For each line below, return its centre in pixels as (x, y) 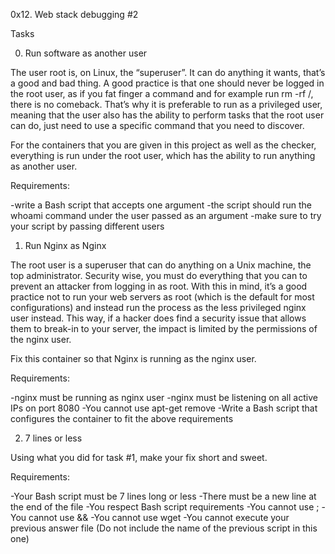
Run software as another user (86, 53)
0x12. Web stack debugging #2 (74, 14)
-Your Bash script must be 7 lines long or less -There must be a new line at (163, 496)
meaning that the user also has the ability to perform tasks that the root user (167, 115)
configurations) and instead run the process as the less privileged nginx (158, 307)
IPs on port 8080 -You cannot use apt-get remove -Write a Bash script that (164, 408)
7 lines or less (53, 438)
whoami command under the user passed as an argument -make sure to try (166, 215)
